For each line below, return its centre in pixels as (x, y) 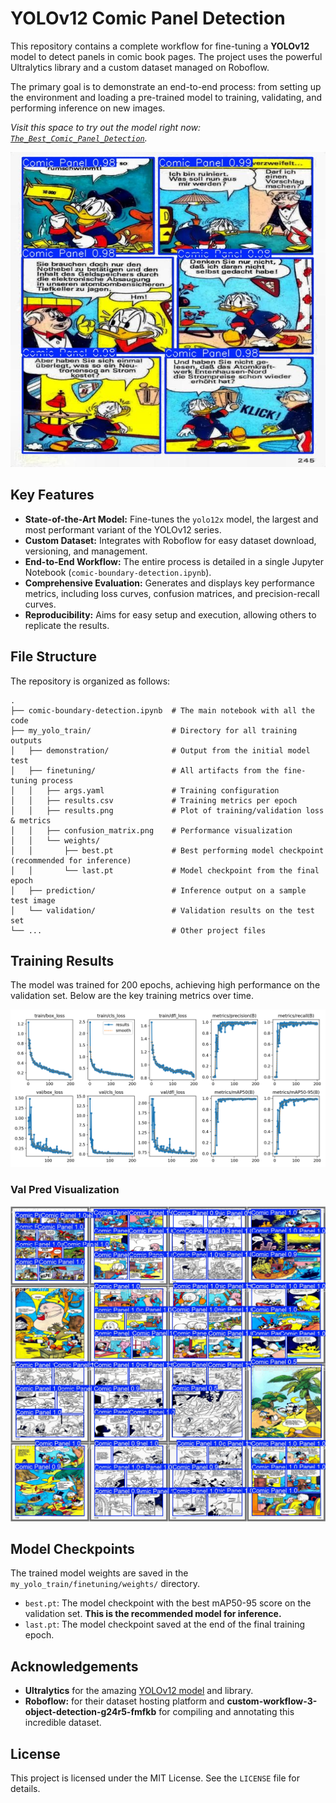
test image (33, 900)
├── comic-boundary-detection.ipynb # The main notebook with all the (162, 710)
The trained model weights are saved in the (99, 1573)
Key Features (52, 495)
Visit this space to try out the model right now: (106, 127)
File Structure (53, 657)
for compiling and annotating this (226, 1712)
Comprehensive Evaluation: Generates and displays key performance (170, 583)
